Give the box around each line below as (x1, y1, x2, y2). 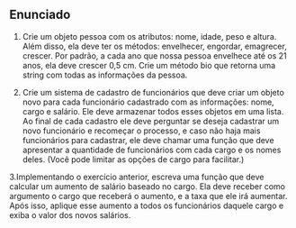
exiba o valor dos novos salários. (9, 209, 131, 220)
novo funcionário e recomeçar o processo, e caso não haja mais (22, 125, 261, 136)
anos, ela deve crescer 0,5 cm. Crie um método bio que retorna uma (22, 59, 276, 70)
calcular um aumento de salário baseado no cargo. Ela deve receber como (9, 180, 286, 192)
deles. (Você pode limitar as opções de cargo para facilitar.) (22, 153, 245, 165)
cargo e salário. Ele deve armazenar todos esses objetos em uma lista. (22, 105, 284, 116)
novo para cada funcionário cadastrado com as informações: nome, (22, 96, 274, 107)
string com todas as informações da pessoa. (22, 69, 188, 80)
